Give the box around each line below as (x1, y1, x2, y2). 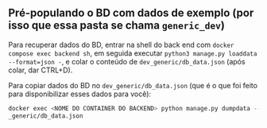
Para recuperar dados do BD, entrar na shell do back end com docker (8, 40, 234, 49)
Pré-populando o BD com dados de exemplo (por (8, 6, 254, 20)
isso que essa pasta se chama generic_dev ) (8, 19, 225, 33)
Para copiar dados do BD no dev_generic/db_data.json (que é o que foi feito (8, 80, 258, 90)
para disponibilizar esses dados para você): (8, 89, 152, 99)
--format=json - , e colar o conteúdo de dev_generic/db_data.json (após (8, 56, 246, 66)
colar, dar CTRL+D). (8, 65, 73, 75)
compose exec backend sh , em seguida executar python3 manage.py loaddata (8, 48, 257, 58)
